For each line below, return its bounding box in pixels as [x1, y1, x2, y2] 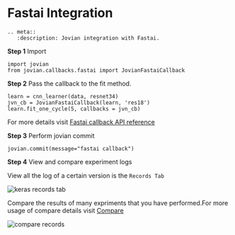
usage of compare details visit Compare [7, 206, 124, 214]
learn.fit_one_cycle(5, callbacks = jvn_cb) [7, 105, 141, 113]
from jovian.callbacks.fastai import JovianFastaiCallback [7, 67, 185, 74]
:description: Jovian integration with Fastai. [16, 34, 160, 42]
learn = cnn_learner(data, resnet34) [7, 93, 119, 100]
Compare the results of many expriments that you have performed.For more [7, 198, 229, 207]
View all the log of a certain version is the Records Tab [7, 171, 165, 180]
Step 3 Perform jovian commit [7, 131, 95, 139]
